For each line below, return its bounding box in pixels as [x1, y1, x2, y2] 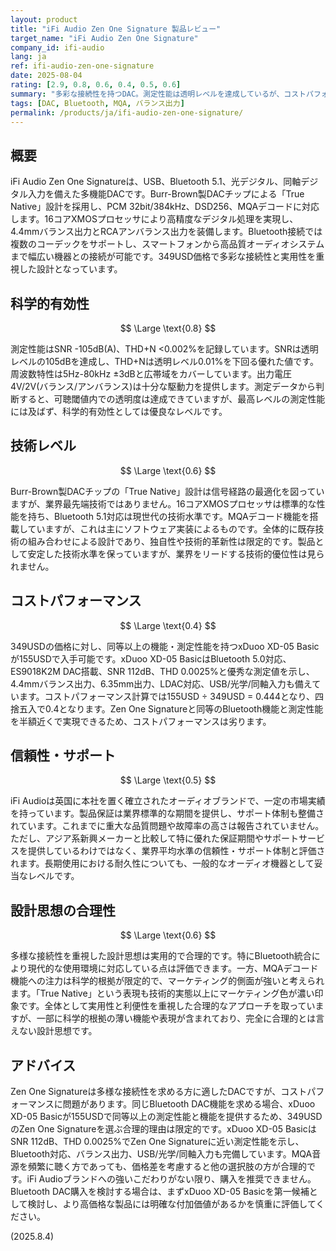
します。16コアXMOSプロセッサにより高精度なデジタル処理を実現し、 [10, 213, 299, 225]
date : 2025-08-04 [10, 71, 83, 81]
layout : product [10, 14, 78, 25]
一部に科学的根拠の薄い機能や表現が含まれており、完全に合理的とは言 [36, 1012, 325, 1025]
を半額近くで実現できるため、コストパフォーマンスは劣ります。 [10, 715, 272, 727]
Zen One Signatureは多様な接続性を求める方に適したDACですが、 [10, 1086, 282, 1098]
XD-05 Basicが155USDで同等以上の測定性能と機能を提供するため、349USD [10, 1111, 323, 1123]
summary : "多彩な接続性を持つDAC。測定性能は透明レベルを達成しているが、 [10, 89, 285, 99]
